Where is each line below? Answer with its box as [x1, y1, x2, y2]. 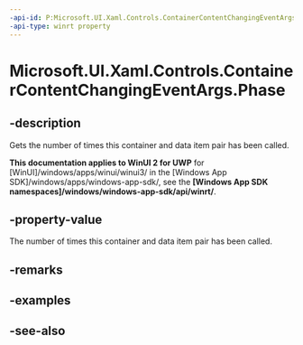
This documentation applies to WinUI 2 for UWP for [9, 157, 205, 168]
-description [9, 116, 81, 131]
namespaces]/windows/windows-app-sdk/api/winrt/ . [9, 186, 216, 197]
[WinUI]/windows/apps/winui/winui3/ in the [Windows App [9, 166, 227, 177]
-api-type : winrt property [9, 22, 111, 31]
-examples [9, 293, 71, 308]
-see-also [9, 323, 66, 339]
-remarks [9, 262, 63, 277]
